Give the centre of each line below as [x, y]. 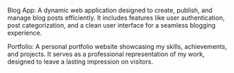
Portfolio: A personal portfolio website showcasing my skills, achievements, [117, 46]
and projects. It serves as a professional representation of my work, [106, 54]
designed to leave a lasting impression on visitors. [80, 62]
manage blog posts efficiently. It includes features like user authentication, [116, 18]
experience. [25, 33]
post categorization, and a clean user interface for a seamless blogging [112, 25]
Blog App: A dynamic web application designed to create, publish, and [110, 10]
